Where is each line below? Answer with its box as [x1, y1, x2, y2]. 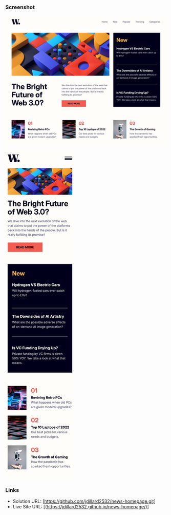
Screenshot [5, 4, 35, 11]
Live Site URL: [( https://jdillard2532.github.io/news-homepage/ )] [12, 504, 149, 510]
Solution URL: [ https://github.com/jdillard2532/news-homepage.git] [12, 498, 156, 504]
